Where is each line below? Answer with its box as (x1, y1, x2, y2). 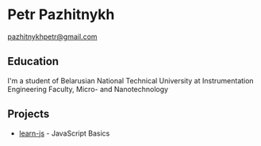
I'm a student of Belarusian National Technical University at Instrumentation (7, 75, 255, 85)
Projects (7, 107, 50, 121)
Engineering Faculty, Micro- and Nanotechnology (7, 84, 168, 94)
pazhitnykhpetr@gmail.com (7, 32, 98, 41)
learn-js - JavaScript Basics (18, 129, 110, 138)
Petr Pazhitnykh (7, 6, 115, 24)
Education (7, 55, 59, 68)
